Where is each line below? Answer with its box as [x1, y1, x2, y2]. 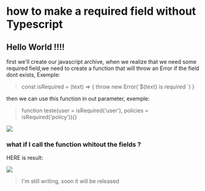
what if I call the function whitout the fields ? [6, 140, 141, 149]
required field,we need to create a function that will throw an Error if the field [6, 64, 199, 72]
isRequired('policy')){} [21, 114, 78, 120]
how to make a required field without [6, 4, 196, 18]
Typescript [6, 17, 63, 31]
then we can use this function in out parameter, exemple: [6, 95, 150, 102]
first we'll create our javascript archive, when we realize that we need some [6, 58, 197, 65]
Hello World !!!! [6, 42, 65, 52]
